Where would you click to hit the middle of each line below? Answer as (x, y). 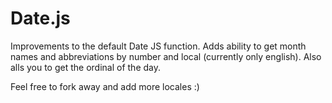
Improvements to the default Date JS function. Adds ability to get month (158, 46)
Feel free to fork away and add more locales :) (105, 86)
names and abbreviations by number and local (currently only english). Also (166, 56)
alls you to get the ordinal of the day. (86, 67)
